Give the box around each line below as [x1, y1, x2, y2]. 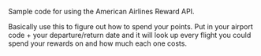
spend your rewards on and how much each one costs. [8, 39, 188, 48]
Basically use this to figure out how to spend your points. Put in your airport [8, 22, 254, 31]
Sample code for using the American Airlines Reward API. [8, 7, 195, 16]
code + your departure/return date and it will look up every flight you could [8, 31, 252, 39]
